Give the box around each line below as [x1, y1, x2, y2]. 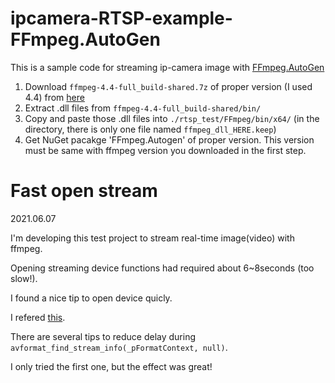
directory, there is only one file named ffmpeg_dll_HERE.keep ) [24, 123, 277, 135]
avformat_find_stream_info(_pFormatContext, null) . [10, 341, 228, 353]
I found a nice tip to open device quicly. [10, 292, 173, 304]
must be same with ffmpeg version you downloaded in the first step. [24, 144, 307, 156]
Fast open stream [10, 180, 158, 202]
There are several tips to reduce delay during [10, 330, 196, 342]
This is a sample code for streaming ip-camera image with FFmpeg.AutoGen [10, 61, 325, 73]
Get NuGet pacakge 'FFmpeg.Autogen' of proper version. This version [24, 133, 315, 146]
